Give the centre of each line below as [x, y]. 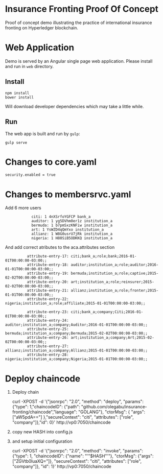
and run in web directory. [29, 66]
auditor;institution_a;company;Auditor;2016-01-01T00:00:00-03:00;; [76, 325]
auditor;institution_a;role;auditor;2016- [115, 265]
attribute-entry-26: [48, 338]
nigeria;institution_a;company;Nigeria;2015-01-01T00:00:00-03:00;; [76, 359]
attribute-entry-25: [48, 329]
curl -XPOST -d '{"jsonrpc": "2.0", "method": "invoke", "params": [78, 451]
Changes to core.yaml [51, 162]
